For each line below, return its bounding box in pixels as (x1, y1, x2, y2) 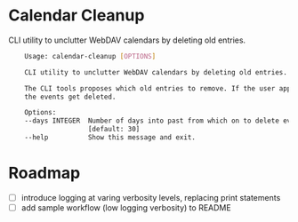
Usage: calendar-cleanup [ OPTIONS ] (24, 52, 157, 60)
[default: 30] (87, 125, 141, 134)
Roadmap (8, 163, 81, 183)
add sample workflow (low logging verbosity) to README (20, 202, 232, 213)
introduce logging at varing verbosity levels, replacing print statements (20, 192, 281, 202)
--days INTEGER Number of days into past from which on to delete (24, 116, 279, 125)
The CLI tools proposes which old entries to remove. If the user (24, 83, 276, 93)
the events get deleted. (24, 92, 117, 101)
